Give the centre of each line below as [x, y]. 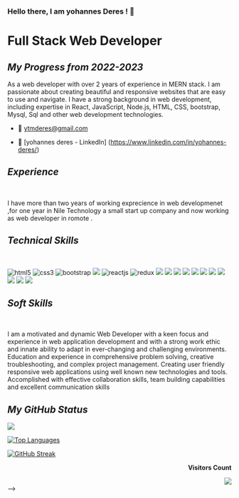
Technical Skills [43, 240]
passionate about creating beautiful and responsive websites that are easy [117, 91]
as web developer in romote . [50, 218]
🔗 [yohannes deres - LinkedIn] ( [64, 142]
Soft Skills [30, 303]
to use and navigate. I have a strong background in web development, [110, 99]
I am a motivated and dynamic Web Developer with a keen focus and [108, 334]
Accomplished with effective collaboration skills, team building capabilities [116, 380]
